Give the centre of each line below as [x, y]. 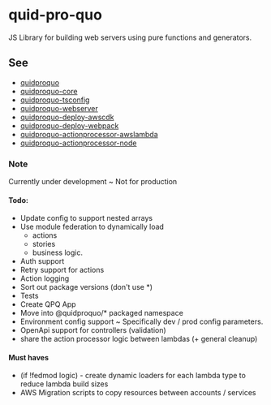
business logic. [58, 252]
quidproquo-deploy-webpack [69, 125]
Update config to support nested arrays [86, 218]
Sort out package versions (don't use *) [86, 287]
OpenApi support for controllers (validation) [93, 330]
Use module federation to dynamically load [92, 227]
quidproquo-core [49, 91]
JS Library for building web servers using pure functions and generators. [130, 37]
